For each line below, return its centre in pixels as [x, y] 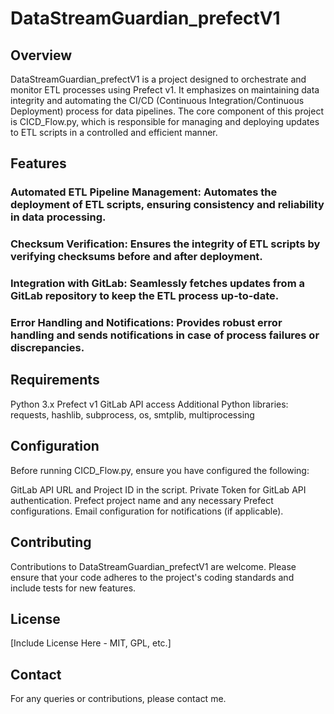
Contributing [51, 542]
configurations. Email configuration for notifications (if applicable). [147, 511]
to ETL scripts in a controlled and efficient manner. [114, 132]
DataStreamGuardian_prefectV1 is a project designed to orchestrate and [158, 79]
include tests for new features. [73, 588]
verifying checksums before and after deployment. [136, 257]
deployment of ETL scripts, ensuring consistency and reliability [167, 205]
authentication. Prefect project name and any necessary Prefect [142, 500]
